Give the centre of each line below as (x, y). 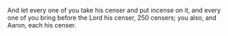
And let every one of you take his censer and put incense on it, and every (114, 10)
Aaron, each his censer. (42, 25)
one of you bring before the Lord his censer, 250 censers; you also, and (112, 18)
